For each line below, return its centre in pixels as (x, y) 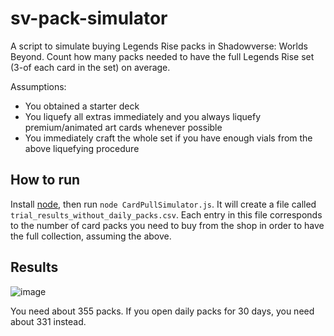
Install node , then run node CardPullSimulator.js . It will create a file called (163, 204)
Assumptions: (38, 86)
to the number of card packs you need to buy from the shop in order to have (167, 225)
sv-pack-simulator (89, 18)
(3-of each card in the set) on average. (90, 67)
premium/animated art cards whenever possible (123, 127)
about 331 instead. (48, 321)
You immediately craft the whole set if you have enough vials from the (168, 138)
